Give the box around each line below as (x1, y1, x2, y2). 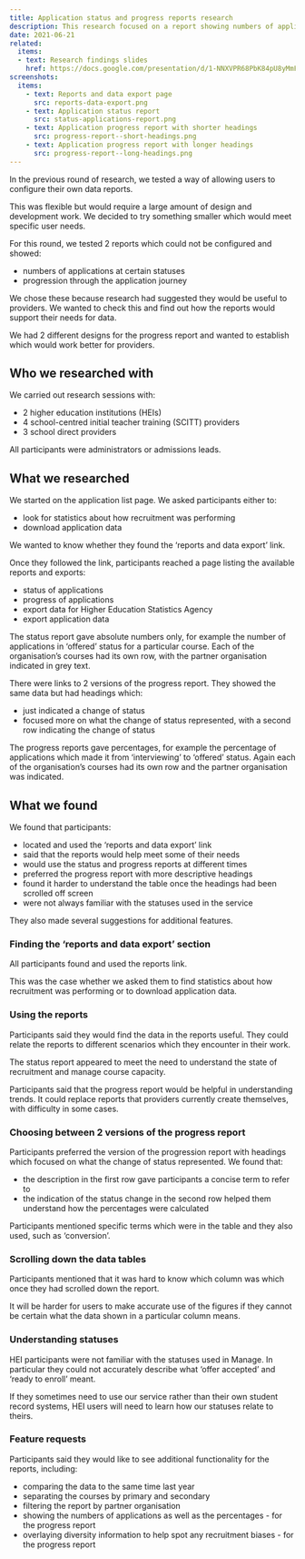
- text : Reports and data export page (25, 89, 172, 98)
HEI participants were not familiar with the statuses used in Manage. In (9, 1353, 274, 1365)
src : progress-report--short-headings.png (33, 132, 197, 141)
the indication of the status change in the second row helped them (22, 1193, 271, 1204)
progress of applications (22, 594, 114, 605)
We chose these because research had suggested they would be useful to (9, 292, 288, 303)
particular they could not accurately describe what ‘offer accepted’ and (9, 1363, 276, 1374)
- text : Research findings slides (17, 56, 148, 65)
